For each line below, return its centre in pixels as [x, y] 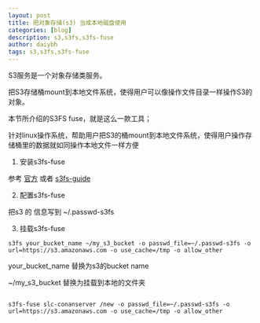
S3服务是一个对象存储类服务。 [57, 75]
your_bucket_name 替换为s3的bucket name [79, 266]
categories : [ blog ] [40, 30]
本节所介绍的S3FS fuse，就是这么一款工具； [80, 118]
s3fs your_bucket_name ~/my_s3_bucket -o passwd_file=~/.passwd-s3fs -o [130, 244]
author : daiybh [33, 45]
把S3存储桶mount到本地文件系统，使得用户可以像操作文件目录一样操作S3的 [130, 92]
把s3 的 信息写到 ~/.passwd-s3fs [61, 212]
